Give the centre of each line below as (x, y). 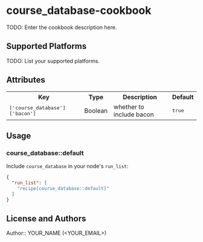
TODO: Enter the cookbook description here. (62, 27)
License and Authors (46, 219)
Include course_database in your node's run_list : (67, 166)
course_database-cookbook (79, 11)
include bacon (134, 114)
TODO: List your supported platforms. (53, 60)
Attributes (26, 80)
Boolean (96, 111)
